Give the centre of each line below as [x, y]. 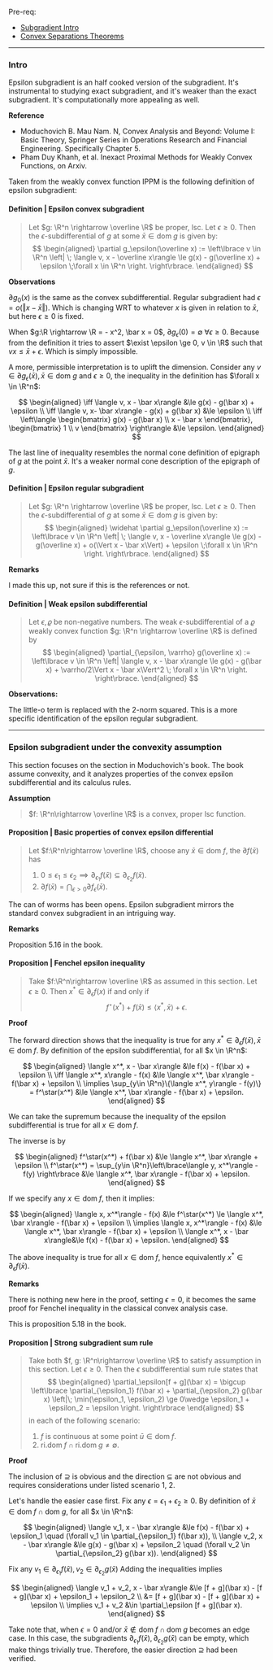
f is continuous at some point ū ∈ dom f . [108, 1437]
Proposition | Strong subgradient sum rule [81, 1342]
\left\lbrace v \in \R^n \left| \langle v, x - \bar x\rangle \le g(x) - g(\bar [147, 661]
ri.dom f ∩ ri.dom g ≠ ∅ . [80, 1445]
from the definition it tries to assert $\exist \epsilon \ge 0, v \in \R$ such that [135, 343]
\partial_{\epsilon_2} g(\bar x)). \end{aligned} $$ [136, 1553]
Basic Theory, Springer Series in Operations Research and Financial [134, 140]
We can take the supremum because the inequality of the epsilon [117, 1117]
